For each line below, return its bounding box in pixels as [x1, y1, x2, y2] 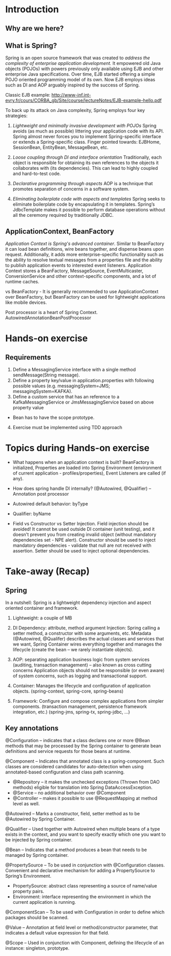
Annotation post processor [12, 491, 69, 497]
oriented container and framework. [5, 605, 79, 611]
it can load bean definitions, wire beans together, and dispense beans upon [5, 246, 164, 252]
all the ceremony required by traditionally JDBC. [12, 212, 114, 218]
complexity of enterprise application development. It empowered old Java [5, 60, 161, 66]
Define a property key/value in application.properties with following [12, 377, 154, 384]
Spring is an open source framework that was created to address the [5, 55, 151, 61]
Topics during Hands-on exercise [5, 442, 150, 454]
